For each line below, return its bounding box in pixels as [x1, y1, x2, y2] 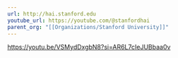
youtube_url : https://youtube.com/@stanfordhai [7, 17, 150, 24]
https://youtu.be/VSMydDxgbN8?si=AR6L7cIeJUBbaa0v [7, 43, 171, 52]
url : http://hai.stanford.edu [7, 10, 97, 18]
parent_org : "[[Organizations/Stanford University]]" [7, 23, 170, 30]
